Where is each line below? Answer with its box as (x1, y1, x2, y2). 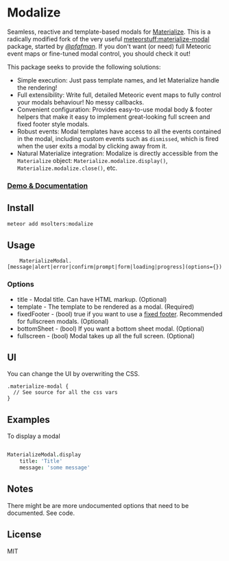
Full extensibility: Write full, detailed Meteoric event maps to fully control (16, 91, 221, 99)
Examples (7, 414, 50, 426)
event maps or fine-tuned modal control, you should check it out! (7, 49, 191, 58)
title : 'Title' (19, 458, 63, 465)
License (7, 529, 42, 540)
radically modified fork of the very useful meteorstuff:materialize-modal (7, 34, 210, 43)
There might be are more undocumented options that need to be (7, 501, 189, 509)
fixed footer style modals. (16, 120, 90, 128)
